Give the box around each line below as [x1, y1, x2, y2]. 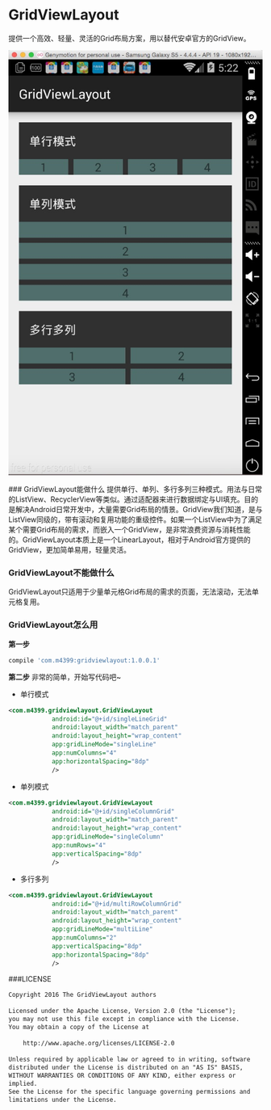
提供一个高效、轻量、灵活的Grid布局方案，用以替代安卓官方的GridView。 [8, 33, 252, 43]
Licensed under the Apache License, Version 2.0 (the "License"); [8, 1007, 236, 1015]
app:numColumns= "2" [51, 934, 117, 942]
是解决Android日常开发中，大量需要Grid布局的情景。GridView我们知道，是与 [8, 505, 263, 515]
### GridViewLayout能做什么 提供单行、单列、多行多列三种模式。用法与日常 [8, 485, 263, 494]
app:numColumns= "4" [51, 749, 117, 757]
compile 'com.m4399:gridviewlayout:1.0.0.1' [8, 656, 161, 664]
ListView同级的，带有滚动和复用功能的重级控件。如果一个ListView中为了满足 [8, 515, 263, 524]
